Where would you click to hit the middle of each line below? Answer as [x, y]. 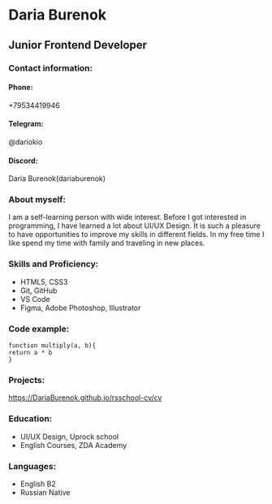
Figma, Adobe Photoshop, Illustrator [80, 308]
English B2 [38, 484]
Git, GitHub [39, 291]
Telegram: [26, 124]
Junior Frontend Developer [78, 45]
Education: [30, 419]
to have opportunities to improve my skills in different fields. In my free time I [136, 235]
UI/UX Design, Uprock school [69, 437]
